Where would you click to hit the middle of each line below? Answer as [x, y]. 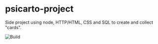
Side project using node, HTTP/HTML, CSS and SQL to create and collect [79, 22]
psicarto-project [39, 9]
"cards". [13, 27]
